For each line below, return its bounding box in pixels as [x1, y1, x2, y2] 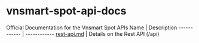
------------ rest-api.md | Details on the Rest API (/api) [25, 30, 160, 37]
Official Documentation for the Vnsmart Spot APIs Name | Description [6, 24, 177, 31]
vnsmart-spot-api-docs [6, 4, 127, 18]
